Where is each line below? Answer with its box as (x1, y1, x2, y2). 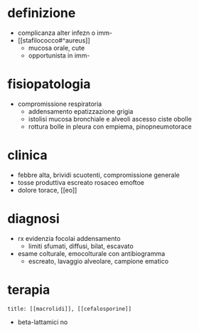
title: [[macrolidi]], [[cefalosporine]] (7, 305, 132, 312)
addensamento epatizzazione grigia (28, 107, 134, 115)
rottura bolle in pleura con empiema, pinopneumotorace (28, 122, 192, 131)
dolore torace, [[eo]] (17, 186, 77, 194)
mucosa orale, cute (28, 43, 85, 52)
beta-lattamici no (17, 318, 68, 326)
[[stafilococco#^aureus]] (17, 36, 90, 44)
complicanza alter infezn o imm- (17, 28, 112, 37)
